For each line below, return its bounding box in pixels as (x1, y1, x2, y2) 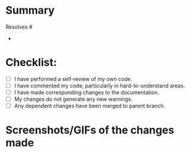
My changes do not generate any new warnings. (14, 96, 133, 103)
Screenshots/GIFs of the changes (5, 123, 174, 137)
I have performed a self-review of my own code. (14, 75, 132, 82)
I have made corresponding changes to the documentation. (14, 89, 160, 96)
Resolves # (5, 23, 33, 30)
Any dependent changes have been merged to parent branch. (14, 102, 165, 110)
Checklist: (5, 56, 58, 69)
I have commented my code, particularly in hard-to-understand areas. (14, 82, 185, 89)
